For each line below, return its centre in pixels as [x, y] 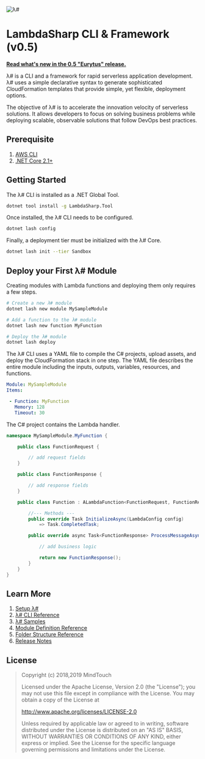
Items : [15, 391]
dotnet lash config [31, 229]
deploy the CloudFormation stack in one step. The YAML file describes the [100, 360]
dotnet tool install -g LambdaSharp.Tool [60, 206]
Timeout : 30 [30, 413]
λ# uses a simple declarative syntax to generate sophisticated [85, 82]
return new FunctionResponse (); [80, 558]
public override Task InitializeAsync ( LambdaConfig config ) [106, 519]
